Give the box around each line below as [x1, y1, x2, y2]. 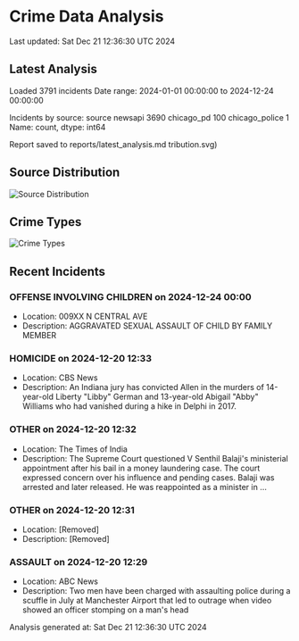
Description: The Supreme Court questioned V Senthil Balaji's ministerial [21, 453, 288, 463]
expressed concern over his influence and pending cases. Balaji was [21, 471, 275, 483]
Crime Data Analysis [9, 6, 164, 27]
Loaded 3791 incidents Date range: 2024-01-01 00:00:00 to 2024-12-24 [9, 85, 274, 96]
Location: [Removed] [21, 524, 100, 535]
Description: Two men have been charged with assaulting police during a [21, 586, 291, 596]
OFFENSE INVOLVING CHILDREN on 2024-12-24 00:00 [9, 290, 252, 303]
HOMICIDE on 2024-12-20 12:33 [9, 352, 152, 364]
